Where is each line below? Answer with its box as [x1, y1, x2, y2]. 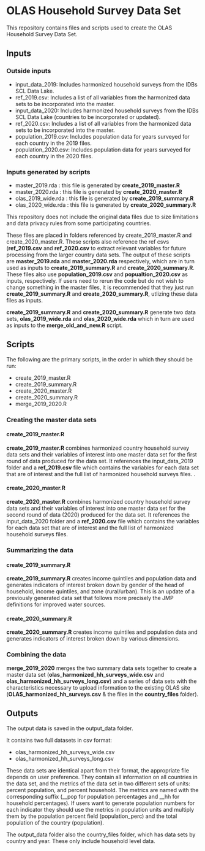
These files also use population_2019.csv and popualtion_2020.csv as [6, 271, 188, 278]
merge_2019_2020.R [15, 400, 67, 407]
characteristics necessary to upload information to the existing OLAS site [6, 683, 191, 691]
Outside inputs [6, 67, 51, 75]
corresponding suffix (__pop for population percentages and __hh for [6, 793, 180, 800]
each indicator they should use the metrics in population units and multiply [6, 806, 195, 813]
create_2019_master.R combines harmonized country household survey [6, 444, 190, 452]
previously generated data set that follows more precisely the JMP [6, 595, 174, 602]
